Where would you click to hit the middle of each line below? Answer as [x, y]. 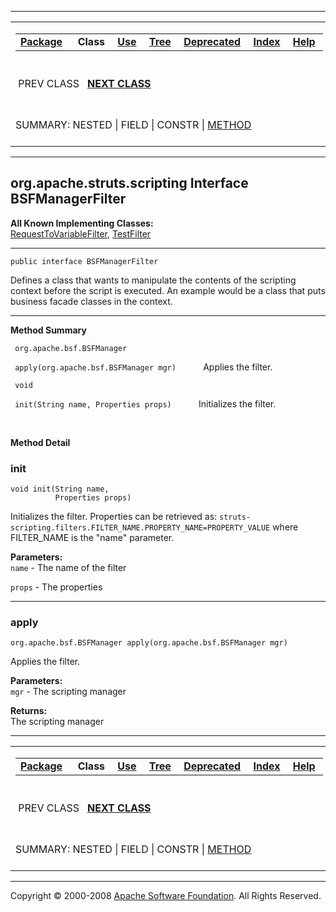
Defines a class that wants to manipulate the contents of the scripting [153, 280]
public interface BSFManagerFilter [84, 261]
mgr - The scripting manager [68, 692]
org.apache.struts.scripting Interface [129, 183]
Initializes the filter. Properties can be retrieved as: [114, 517]
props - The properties [56, 587]
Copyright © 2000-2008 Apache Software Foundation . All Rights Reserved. [166, 896]
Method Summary [48, 330]
